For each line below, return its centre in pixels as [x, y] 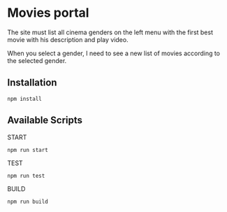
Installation [32, 83]
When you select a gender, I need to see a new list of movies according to [114, 53]
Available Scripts [45, 120]
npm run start [28, 150]
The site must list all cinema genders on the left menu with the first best [110, 32]
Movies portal [48, 13]
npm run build [28, 202]
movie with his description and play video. [68, 39]
